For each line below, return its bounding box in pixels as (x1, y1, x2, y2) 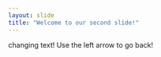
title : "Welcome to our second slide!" (8, 19, 140, 27)
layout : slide (8, 11, 55, 20)
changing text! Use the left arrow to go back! (8, 40, 154, 49)
